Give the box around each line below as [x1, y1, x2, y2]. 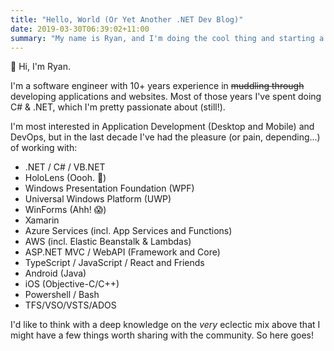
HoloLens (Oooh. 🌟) [24, 172, 107, 184]
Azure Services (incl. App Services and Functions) [24, 225, 233, 237]
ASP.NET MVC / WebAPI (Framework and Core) [24, 246, 221, 258]
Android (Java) [24, 267, 87, 280]
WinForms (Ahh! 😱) [24, 204, 107, 216]
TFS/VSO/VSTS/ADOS [24, 299, 117, 311]
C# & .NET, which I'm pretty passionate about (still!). [10, 101, 226, 113]
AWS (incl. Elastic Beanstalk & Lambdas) [24, 236, 192, 248]
